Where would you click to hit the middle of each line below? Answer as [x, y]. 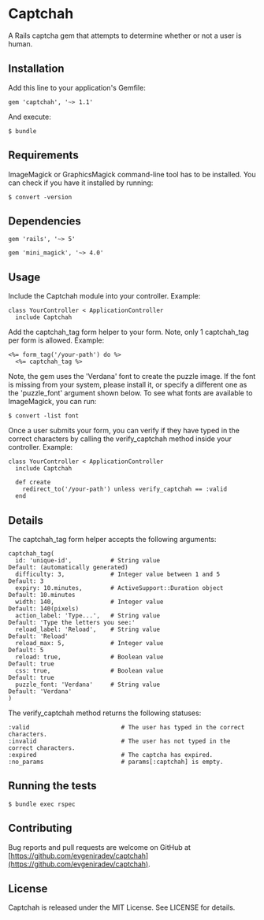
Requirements [43, 156]
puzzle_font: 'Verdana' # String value [87, 684]
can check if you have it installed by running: [81, 183]
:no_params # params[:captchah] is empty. [116, 762]
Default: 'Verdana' [40, 692]
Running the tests [52, 786]
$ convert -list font [44, 416]
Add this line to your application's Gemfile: [77, 87]
